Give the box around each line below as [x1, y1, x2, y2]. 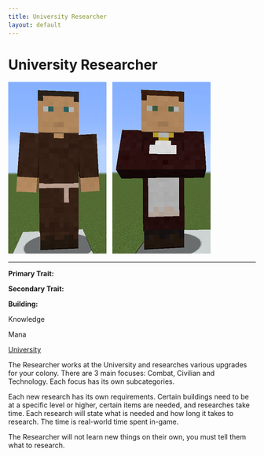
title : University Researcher [8, 13, 108, 20]
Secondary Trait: [8, 284, 64, 294]
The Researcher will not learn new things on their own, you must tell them [8, 432, 246, 442]
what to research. [8, 440, 65, 451]
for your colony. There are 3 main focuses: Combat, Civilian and [8, 369, 215, 378]
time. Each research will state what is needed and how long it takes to [8, 409, 234, 418]
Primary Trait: [8, 269, 54, 279]
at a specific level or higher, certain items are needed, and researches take [8, 400, 250, 410]
